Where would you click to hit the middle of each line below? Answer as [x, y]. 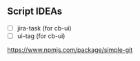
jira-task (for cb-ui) [44, 28]
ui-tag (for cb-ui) [41, 36]
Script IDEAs [35, 11]
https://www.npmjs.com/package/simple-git [70, 50]
